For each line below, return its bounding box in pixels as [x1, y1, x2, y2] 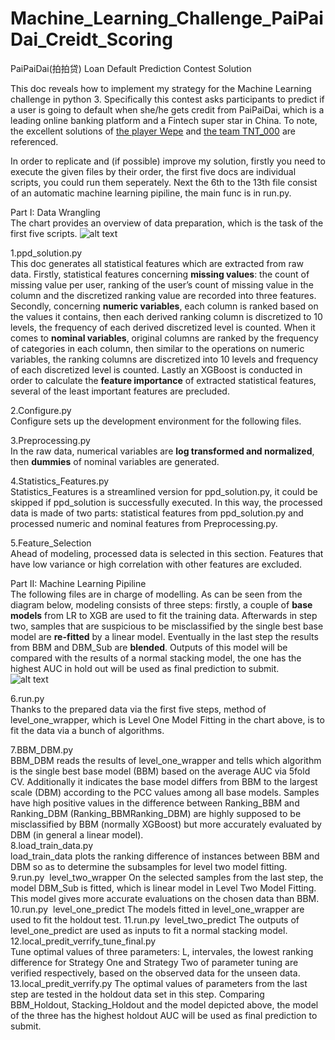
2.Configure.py [10, 404, 72, 416]
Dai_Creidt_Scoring [10, 28, 173, 51]
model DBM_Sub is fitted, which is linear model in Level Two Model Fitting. [10, 882, 317, 894]
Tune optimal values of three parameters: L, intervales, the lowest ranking [10, 945, 314, 957]
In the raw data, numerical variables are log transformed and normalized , [10, 445, 315, 457]
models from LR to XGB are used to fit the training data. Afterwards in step [10, 609, 318, 621]
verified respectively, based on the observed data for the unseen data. [10, 967, 301, 979]
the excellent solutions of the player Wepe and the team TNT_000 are [10, 125, 296, 137]
